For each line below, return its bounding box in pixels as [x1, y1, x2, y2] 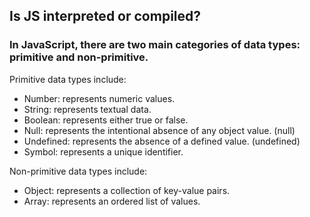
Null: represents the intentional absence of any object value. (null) [23, 124, 296, 136]
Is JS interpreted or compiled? [9, 8, 202, 25]
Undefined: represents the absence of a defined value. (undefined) [23, 135, 301, 147]
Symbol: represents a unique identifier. [23, 145, 184, 158]
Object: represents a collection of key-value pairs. [23, 184, 231, 196]
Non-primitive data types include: [9, 165, 148, 177]
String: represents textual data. [23, 103, 152, 115]
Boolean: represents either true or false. [23, 114, 189, 126]
